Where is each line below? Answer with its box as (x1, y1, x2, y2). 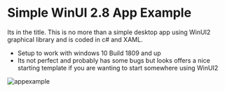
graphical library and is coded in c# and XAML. (7, 35, 143, 43)
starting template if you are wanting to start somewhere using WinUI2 (17, 63, 219, 72)
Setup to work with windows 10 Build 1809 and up (17, 49, 161, 57)
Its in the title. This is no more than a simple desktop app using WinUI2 (7, 28, 211, 36)
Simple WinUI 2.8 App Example (7, 5, 191, 21)
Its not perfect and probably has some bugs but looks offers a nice (17, 56, 210, 64)
